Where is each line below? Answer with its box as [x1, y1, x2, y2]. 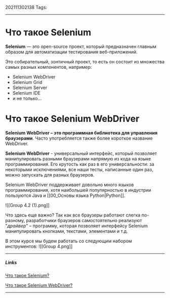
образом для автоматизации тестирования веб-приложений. [5, 49, 138, 55]
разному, [5, 217, 25, 223]
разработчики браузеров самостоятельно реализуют [26, 217, 143, 223]
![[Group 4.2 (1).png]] [5, 202, 50, 208]
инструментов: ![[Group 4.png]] [5, 243, 73, 249]
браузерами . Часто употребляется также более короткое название [5, 135, 153, 141]
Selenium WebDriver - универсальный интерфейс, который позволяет [5, 150, 157, 156]
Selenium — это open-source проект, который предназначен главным [5, 43, 157, 50]
